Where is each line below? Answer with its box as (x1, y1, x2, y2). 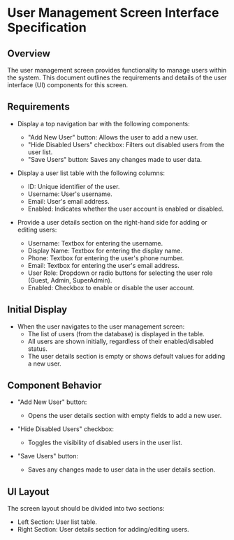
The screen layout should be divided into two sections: (7, 504, 165, 513)
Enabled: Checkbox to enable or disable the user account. (27, 283, 195, 292)
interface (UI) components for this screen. (7, 81, 129, 89)
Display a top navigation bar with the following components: (17, 119, 190, 128)
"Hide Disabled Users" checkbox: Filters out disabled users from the (27, 140, 225, 149)
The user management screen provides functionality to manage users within (7, 66, 227, 74)
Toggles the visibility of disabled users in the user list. (27, 438, 183, 447)
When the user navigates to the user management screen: (17, 322, 185, 331)
